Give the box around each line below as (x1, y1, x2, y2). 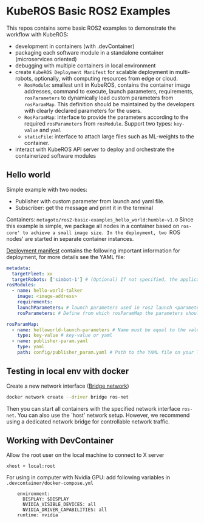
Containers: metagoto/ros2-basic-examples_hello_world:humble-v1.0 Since (6, 215, 194, 223)
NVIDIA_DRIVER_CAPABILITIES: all (22, 507, 107, 513)
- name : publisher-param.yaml (12, 338, 88, 344)
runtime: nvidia (17, 512, 59, 518)
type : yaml (17, 344, 45, 350)
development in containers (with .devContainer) (15, 42, 135, 50)
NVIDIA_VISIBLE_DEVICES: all (22, 502, 97, 508)
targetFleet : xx (12, 271, 53, 277)
